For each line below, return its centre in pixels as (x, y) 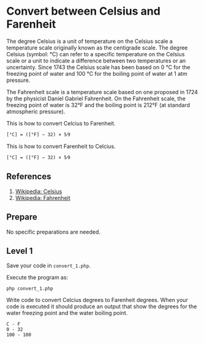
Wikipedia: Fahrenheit (43, 197)
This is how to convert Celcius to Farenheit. (61, 123)
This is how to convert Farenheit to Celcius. (61, 146)
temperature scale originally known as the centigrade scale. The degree (97, 48)
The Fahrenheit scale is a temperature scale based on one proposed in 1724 (102, 92)
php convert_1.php (30, 289)
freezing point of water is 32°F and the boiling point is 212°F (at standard (98, 105)
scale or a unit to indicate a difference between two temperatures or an (96, 61)
